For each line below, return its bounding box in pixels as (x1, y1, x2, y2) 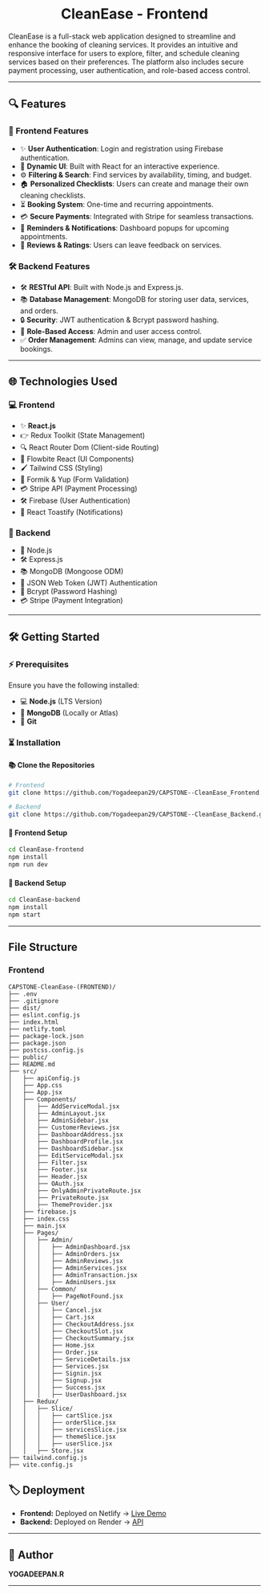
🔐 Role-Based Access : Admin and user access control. (19, 326, 203, 336)
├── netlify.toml (8, 1025, 66, 1033)
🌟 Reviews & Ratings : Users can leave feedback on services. (19, 240, 222, 250)
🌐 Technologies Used (8, 375, 118, 389)
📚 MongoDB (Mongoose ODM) (19, 566, 124, 576)
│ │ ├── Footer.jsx (8, 1165, 88, 1173)
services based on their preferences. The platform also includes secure (8, 57, 244, 67)
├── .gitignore (8, 997, 59, 1005)
